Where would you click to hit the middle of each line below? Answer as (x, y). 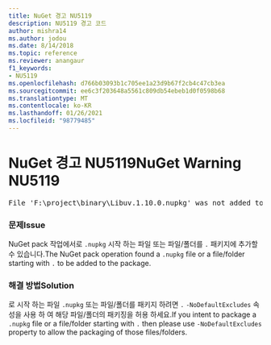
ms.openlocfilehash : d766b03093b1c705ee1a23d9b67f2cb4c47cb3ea (117, 83)
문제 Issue (27, 225)
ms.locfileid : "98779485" (52, 121)
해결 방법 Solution (42, 285)
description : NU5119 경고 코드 (58, 23)
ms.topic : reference (43, 53)
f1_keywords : (30, 69)
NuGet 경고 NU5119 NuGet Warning (125, 163)
